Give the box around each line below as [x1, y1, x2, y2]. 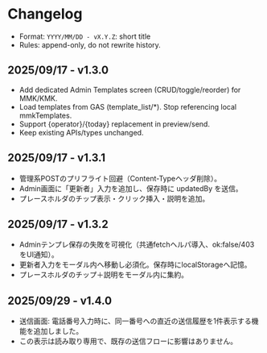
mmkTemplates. [18, 110, 72, 120]
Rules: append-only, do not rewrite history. [18, 39, 162, 49]
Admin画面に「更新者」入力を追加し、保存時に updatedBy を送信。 [18, 183, 243, 193]
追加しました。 [33, 326, 84, 336]
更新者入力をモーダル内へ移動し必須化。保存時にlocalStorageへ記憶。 [18, 260, 252, 270]
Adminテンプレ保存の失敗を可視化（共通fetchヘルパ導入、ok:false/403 [18, 239, 255, 250]
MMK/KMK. [18, 93, 58, 103]
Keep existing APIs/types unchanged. [18, 127, 144, 137]
